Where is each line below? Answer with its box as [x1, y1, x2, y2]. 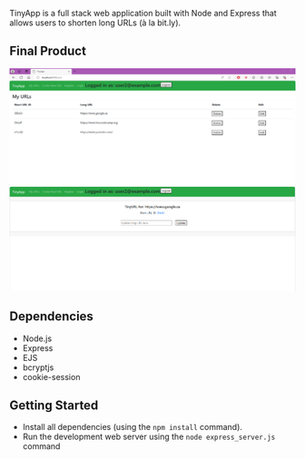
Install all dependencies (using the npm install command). [22, 422, 243, 433]
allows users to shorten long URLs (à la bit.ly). [9, 17, 182, 28]
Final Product [9, 44, 86, 59]
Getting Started [9, 397, 99, 413]
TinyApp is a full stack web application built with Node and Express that [9, 8, 277, 18]
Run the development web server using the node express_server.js [22, 431, 276, 443]
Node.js [22, 333, 53, 344]
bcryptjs [22, 362, 54, 373]
